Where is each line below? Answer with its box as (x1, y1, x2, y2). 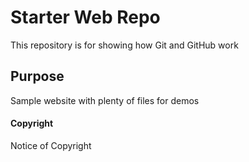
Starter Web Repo (10, 6, 161, 29)
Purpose (10, 68, 65, 85)
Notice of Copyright (10, 139, 92, 151)
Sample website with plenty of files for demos (10, 94, 200, 106)
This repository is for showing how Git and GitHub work (10, 39, 239, 51)
